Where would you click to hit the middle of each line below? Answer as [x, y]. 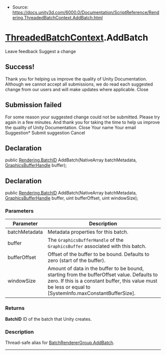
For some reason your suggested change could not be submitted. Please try [83, 117]
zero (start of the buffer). [77, 260]
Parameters [19, 211]
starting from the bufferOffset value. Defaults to [103, 275]
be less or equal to [69, 287]
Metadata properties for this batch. [88, 232]
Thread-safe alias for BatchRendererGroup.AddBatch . [60, 343]
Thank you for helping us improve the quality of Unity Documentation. [76, 79]
